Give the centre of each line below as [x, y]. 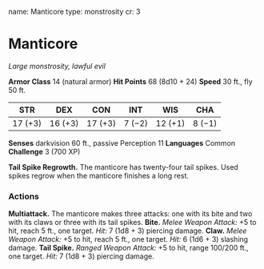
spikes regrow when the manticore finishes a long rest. [99, 175]
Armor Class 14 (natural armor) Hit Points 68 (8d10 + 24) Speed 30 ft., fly [131, 81]
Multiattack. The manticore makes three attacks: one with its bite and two [130, 214]
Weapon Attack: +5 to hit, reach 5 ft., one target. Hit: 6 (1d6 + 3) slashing [128, 239]
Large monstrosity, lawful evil [57, 66]
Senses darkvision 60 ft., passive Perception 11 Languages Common [122, 143]
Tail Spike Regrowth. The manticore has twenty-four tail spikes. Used [123, 167]
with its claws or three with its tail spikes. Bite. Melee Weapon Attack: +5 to [133, 223]
